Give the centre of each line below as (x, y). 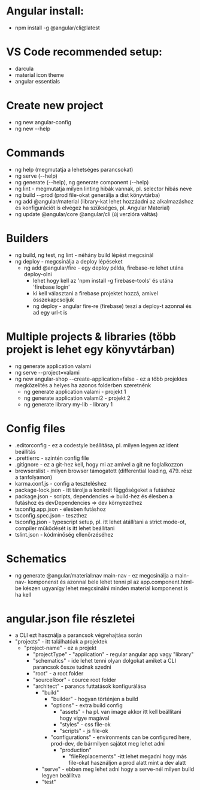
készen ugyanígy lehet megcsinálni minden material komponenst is (106, 588)
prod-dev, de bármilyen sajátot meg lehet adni (107, 744)
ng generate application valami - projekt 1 (75, 391)
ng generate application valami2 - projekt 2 (77, 398)
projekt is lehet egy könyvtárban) (91, 349)
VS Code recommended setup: (84, 52)
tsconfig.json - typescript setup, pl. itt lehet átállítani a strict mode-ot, (101, 522)
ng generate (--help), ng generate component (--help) (82, 182)
